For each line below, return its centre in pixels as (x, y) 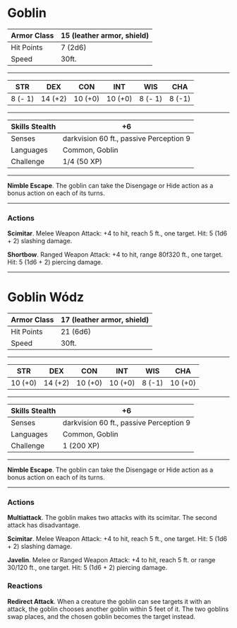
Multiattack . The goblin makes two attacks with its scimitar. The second (112, 518)
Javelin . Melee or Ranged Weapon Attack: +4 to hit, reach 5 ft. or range (111, 560)
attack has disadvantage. (44, 525)
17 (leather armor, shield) (105, 320)
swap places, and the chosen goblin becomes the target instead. (102, 616)
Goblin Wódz (46, 297)
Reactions (25, 586)
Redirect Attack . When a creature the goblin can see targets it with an (109, 601)
